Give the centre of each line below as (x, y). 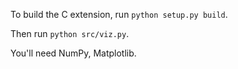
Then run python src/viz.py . (70, 33)
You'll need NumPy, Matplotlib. (73, 53)
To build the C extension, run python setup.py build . (119, 14)
